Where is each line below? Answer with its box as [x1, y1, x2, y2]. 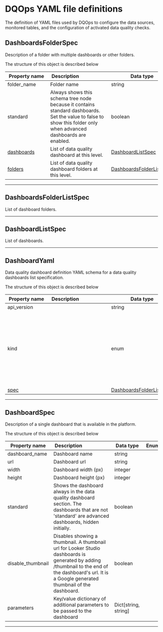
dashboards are [50, 131, 86, 138]
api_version [7, 304, 33, 311]
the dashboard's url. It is [53, 569, 109, 576]
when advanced [50, 125, 87, 132]
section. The [53, 501, 82, 507]
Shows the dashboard [53, 482, 103, 489]
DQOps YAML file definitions [5, 3, 123, 15]
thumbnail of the [53, 581, 91, 588]
